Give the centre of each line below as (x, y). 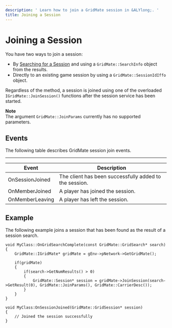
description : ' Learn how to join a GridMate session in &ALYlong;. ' (82, 10)
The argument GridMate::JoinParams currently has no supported (73, 117)
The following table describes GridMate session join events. (68, 150)
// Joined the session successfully (54, 317)
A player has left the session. (94, 200)
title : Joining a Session (33, 15)
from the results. (30, 70)
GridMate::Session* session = (65, 281)
